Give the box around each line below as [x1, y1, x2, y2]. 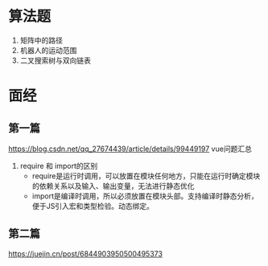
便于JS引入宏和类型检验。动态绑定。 [31, 201, 155, 211]
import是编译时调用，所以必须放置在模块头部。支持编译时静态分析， [31, 190, 259, 201]
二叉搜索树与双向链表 [19, 55, 91, 65]
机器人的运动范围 [19, 45, 77, 55]
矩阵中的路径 [19, 35, 63, 45]
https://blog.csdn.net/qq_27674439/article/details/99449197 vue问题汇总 [8, 144, 252, 153]
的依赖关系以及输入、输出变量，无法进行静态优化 [31, 181, 195, 190]
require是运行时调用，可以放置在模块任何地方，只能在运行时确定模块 [31, 170, 261, 181]
